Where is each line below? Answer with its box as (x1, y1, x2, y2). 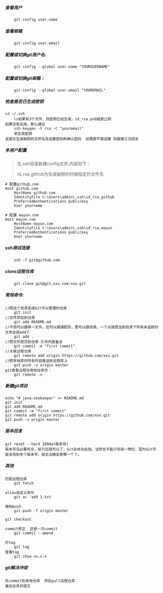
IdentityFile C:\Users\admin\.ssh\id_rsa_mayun (14, 225, 112, 230)
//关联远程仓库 (5, 349, 32, 354)
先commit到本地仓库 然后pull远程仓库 (5, 578, 75, 583)
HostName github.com (14, 190, 56, 195)
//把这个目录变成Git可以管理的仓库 (5, 306, 67, 310)
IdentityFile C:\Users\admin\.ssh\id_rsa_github (14, 194, 115, 199)
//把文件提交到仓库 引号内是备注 (5, 339, 62, 344)
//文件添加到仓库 (5, 315, 35, 320)
